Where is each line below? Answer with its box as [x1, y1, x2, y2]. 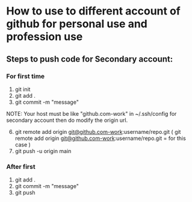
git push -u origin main [14, 147, 72, 154]
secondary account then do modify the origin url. [6, 116, 128, 124]
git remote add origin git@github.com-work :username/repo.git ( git [14, 128, 181, 135]
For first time [6, 72, 45, 80]
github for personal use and [6, 17, 147, 31]
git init [14, 86, 31, 93]
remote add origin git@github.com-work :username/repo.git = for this [14, 134, 187, 142]
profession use [6, 30, 83, 43]
